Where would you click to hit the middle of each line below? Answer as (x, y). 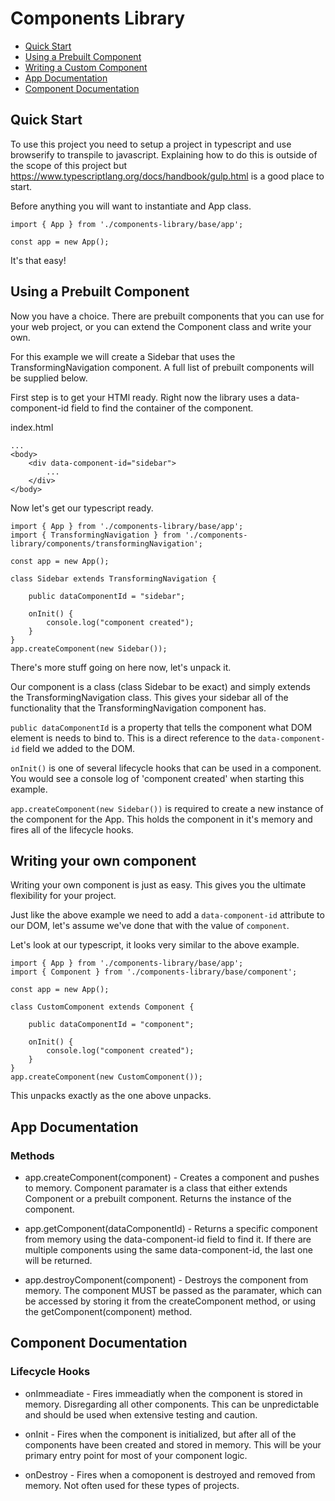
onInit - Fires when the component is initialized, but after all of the (160, 1434)
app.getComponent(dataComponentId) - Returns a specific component (171, 1229)
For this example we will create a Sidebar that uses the (123, 356)
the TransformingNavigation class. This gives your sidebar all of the (149, 697)
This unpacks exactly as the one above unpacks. (111, 1096)
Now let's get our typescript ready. (82, 508)
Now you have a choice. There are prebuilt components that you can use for (167, 316)
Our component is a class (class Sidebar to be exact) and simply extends (160, 686)
